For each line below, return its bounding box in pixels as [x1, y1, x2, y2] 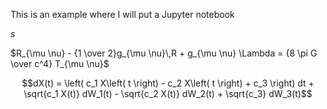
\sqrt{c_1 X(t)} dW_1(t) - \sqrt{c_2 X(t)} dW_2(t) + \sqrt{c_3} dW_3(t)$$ [23, 88, 313, 99]
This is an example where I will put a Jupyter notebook [10, 9, 235, 20]
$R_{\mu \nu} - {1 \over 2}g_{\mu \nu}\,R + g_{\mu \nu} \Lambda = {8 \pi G [10, 47, 318, 59]
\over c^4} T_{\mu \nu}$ [10, 58, 110, 69]
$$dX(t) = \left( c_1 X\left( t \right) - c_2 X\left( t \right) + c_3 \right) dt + [21, 77, 315, 89]
